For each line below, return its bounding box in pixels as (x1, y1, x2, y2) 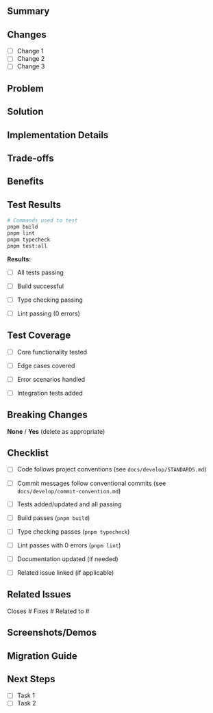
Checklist (7, 448, 49, 459)
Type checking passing (16, 296, 84, 304)
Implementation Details (7, 129, 109, 141)
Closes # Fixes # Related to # (7, 607, 90, 615)
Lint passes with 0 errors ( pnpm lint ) (16, 541, 121, 549)
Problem (7, 82, 45, 94)
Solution (7, 106, 44, 118)
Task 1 (16, 691, 36, 700)
